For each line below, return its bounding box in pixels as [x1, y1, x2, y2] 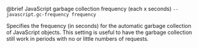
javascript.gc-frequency [6, 12, 69, 18]
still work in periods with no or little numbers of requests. [6, 35, 149, 42]
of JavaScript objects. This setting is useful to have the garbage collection [6, 29, 193, 36]
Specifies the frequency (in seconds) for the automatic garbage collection [6, 22, 191, 29]
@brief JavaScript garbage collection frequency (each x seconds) [6, 5, 172, 12]
